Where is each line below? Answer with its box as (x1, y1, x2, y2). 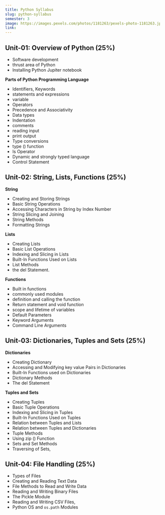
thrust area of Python (12, 62, 55, 68)
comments (12, 122, 34, 128)
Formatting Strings (12, 222, 50, 228)
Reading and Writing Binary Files (12, 489, 79, 494)
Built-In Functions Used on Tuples (12, 414, 81, 420)
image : (5, 21, 19, 26)
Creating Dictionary (12, 359, 52, 365)
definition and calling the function (12, 296, 81, 302)
